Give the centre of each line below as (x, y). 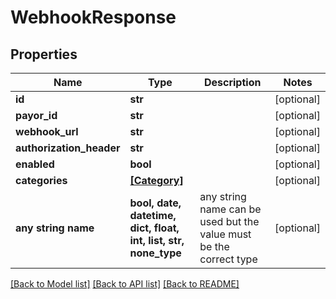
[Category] (156, 180)
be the (214, 246)
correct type (228, 259)
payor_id (36, 115)
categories (41, 180)
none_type (155, 253)
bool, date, (155, 203)
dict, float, (154, 228)
